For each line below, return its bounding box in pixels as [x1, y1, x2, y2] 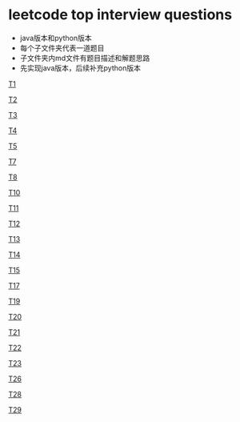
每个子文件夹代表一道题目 [19, 42, 105, 53]
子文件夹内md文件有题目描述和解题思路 [19, 53, 150, 62]
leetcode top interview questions [8, 6, 233, 24]
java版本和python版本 [19, 33, 92, 42]
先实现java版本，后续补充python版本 [19, 62, 142, 73]
